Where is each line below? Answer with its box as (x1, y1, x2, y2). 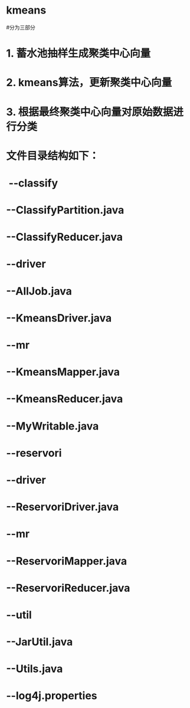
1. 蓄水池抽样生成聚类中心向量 (6, 47, 151, 60)
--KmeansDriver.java (6, 311, 112, 324)
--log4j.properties (6, 689, 97, 703)
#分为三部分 (6, 24, 35, 31)
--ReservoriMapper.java (6, 554, 127, 568)
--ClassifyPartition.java (6, 204, 125, 217)
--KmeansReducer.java (6, 392, 123, 406)
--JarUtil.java (6, 635, 73, 649)
